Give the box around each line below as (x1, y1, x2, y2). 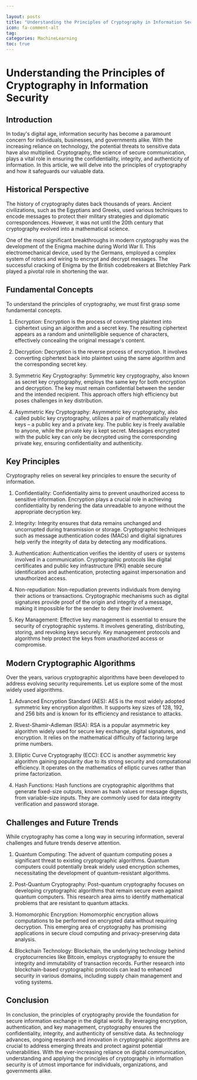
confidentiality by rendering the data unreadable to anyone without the (14, 502, 186, 509)
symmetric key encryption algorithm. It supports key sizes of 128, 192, (14, 704, 184, 711)
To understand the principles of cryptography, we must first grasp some (6, 300, 181, 307)
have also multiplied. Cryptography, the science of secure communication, (6, 149, 186, 156)
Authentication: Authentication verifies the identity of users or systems (14, 550, 186, 557)
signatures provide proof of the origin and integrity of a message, (14, 598, 173, 605)
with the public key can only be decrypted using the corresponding (14, 433, 177, 440)
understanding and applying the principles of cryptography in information (6, 1055, 184, 1062)
